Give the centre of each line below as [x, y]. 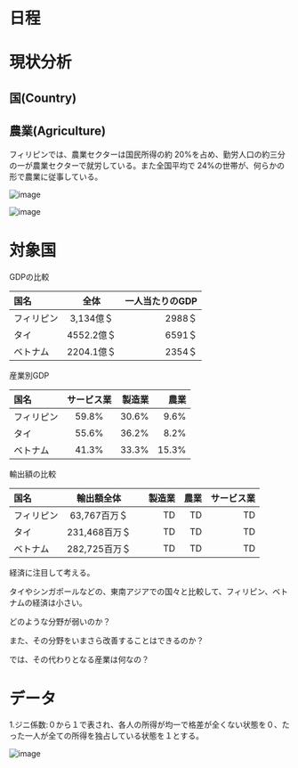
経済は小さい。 [60, 602]
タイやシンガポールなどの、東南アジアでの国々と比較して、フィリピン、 [141, 591]
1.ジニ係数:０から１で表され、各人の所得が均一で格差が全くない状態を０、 [145, 725]
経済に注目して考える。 [52, 572]
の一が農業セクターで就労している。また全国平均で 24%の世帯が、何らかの [147, 165]
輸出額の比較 [32, 474]
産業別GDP [29, 375]
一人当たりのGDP [161, 301]
